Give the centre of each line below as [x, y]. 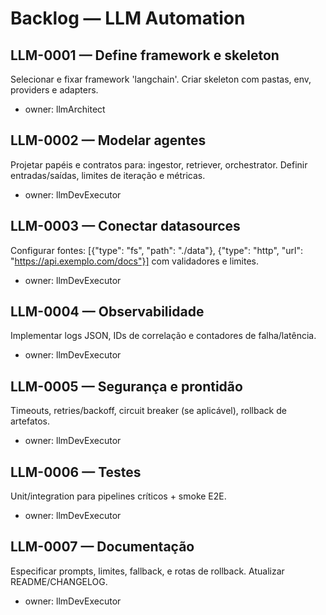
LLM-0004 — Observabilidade [107, 312]
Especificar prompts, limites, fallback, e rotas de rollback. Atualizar [147, 571]
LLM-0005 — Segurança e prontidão [126, 386]
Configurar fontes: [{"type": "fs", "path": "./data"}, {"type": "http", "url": [156, 250]
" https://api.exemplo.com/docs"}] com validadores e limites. [135, 261]
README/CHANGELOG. [59, 581]
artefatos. [30, 421]
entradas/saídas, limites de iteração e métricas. [108, 175]
